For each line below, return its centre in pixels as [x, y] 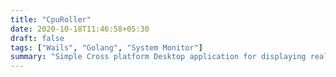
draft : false [37, 38]
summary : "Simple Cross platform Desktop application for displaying [158, 57]
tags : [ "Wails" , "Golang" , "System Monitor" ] [106, 47]
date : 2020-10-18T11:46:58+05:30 [80, 29]
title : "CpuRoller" [51, 19]
